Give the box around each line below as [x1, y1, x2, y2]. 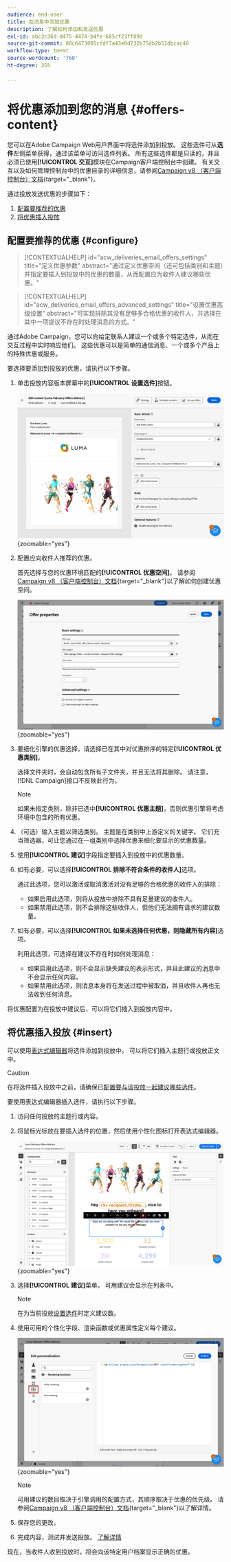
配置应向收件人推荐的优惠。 [16, 554, 96, 562]
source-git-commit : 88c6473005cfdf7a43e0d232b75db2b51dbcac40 [7, 40, 189, 47]
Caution [7, 1068, 30, 1076]
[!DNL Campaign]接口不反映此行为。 [16, 776, 121, 784]
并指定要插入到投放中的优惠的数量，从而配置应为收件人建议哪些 [23, 270, 205, 279]
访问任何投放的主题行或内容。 [16, 1111, 102, 1120]
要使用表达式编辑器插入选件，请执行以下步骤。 [7, 1097, 140, 1105]
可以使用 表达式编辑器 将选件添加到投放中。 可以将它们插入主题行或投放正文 [7, 1046, 220, 1054]
